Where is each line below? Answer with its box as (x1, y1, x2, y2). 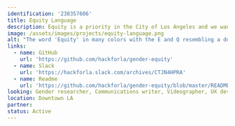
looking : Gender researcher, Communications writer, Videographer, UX (7, 88, 218, 95)
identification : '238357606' (7, 10, 92, 17)
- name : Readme (13, 75, 58, 83)
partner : (7, 101, 33, 108)
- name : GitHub (13, 50, 58, 57)
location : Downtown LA (7, 95, 73, 102)
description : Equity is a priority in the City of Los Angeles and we (7, 23, 218, 30)
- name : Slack (13, 62, 55, 69)
